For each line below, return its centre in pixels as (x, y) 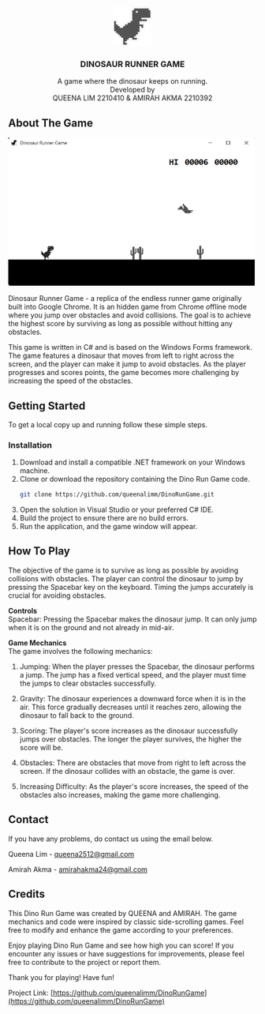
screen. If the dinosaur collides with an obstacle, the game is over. (127, 771)
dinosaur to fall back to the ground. (77, 715)
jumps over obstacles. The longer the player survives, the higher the (131, 739)
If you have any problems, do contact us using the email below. (110, 839)
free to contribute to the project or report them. (85, 962)
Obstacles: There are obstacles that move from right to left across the (133, 762)
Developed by (132, 90)
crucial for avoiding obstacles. (57, 595)
